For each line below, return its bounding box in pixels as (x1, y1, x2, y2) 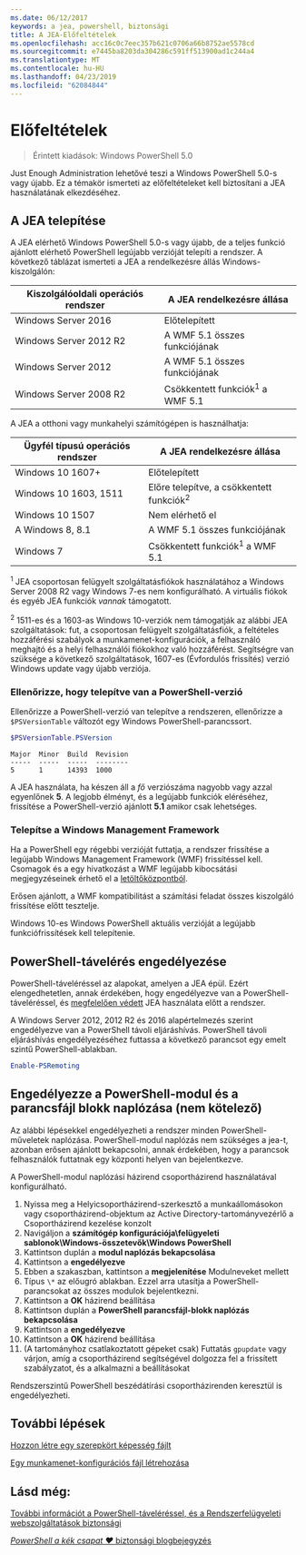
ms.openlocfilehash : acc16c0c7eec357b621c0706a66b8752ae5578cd (10, 38, 255, 48)
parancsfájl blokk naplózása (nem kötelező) (10, 1100, 262, 1117)
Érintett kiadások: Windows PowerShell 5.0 (32, 150, 193, 161)
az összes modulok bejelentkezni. (72, 1285, 199, 1296)
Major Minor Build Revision (10, 750, 129, 759)
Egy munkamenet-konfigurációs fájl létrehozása (10, 1458, 190, 1469)
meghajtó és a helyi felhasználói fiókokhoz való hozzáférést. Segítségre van (10, 644, 294, 654)
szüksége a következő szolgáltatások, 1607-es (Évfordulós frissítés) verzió (10, 653, 290, 664)
